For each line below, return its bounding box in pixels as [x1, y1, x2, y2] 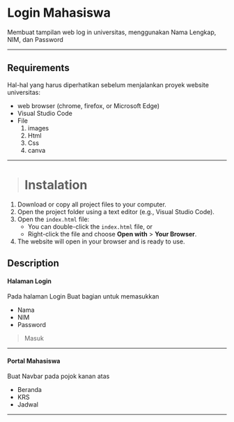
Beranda [17, 386, 42, 394]
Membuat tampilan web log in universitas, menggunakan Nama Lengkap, [7, 28, 217, 36]
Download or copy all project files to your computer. [17, 200, 167, 209]
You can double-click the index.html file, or [27, 222, 153, 231]
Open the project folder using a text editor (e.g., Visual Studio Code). [17, 207, 214, 216]
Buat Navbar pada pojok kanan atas [7, 372, 110, 381]
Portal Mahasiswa [7, 356, 61, 365]
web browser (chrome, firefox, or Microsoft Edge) [17, 101, 160, 110]
